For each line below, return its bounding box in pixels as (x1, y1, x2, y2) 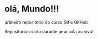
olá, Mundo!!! (4, 3, 59, 14)
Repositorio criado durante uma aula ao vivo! (4, 28, 94, 34)
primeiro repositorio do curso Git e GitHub (4, 19, 88, 25)
